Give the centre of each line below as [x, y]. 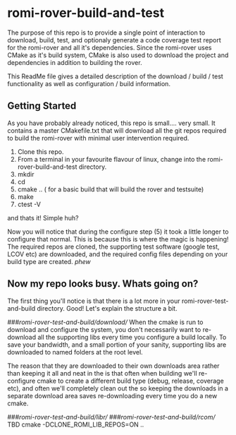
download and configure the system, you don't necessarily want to [104, 329]
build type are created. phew [49, 261]
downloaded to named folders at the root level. [75, 352]
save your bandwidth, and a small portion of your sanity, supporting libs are [117, 345]
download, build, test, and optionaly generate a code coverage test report [114, 40]
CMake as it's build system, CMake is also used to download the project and [118, 55]
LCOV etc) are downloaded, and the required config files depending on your [118, 254]
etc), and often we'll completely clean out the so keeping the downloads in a [118, 388]
